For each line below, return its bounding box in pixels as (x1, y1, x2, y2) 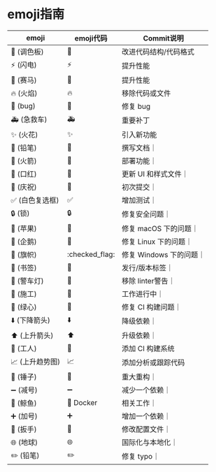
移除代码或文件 (121, 88, 171, 98)
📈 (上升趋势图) (10, 357, 61, 367)
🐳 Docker (66, 397, 98, 407)
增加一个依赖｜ (121, 411, 171, 421)
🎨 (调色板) (10, 47, 44, 57)
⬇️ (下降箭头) (10, 315, 51, 325)
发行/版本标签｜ (121, 263, 173, 272)
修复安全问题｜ (121, 209, 171, 219)
